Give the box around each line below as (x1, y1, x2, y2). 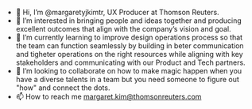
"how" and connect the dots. (15, 83, 110, 92)
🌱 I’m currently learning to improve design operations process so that (15, 32, 243, 42)
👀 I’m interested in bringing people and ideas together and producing (15, 16, 242, 25)
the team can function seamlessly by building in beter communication (15, 41, 244, 51)
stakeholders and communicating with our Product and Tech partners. (15, 58, 246, 67)
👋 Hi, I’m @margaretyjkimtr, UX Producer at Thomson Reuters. (15, 8, 220, 17)
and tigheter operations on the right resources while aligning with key (15, 50, 244, 58)
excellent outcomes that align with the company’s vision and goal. (15, 24, 232, 33)
